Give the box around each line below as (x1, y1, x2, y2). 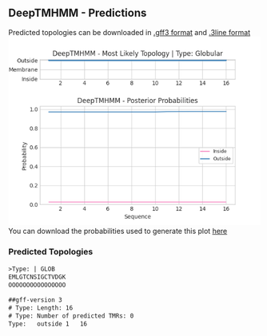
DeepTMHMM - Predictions (8, 6, 147, 20)
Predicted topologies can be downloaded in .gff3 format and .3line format (8, 27, 251, 37)
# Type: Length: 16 (8, 304, 74, 312)
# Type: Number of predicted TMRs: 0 (8, 312, 134, 320)
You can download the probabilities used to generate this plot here (8, 226, 228, 235)
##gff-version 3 (8, 296, 62, 304)
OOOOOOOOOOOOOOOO (8, 281, 66, 290)
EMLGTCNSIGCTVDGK (8, 273, 66, 282)
